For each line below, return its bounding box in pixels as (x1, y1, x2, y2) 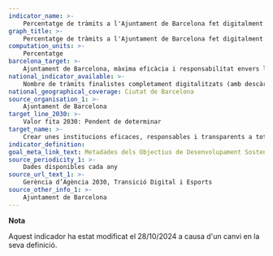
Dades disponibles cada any (23, 163, 118, 171)
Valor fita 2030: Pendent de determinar (23, 118, 162, 126)
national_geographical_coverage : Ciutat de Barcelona (8, 87, 195, 96)
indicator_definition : (8, 140, 85, 149)
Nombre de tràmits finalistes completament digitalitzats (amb (23, 80, 242, 88)
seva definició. (8, 240, 58, 249)
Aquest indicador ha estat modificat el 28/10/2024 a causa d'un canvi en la (8, 231, 260, 241)
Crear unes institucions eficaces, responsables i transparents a (23, 132, 253, 141)
